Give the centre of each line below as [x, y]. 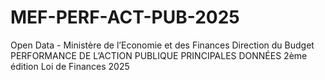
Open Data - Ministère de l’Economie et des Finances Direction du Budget [162, 45]
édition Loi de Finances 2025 [70, 66]
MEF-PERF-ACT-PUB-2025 [125, 17]
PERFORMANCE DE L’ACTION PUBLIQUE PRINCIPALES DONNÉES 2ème [159, 55]
